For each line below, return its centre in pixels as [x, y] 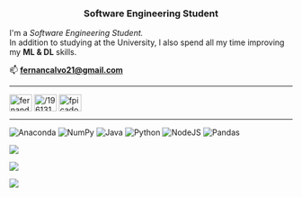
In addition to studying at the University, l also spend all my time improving [147, 42]
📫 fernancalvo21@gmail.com [66, 70]
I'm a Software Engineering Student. [76, 33]
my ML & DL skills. [43, 52]
